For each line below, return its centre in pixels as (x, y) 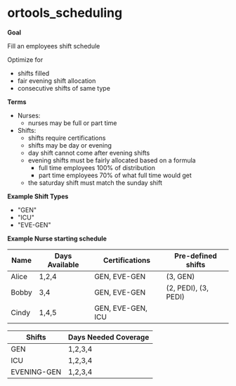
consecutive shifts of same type (64, 88)
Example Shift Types (38, 196)
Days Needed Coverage (109, 337)
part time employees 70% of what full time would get (115, 175)
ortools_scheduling (65, 13)
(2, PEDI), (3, (188, 288)
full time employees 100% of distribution (97, 167)
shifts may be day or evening (70, 145)
